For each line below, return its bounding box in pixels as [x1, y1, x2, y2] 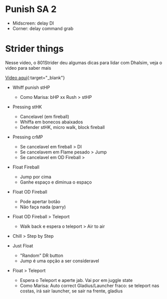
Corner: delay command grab [12, 25, 74, 31]
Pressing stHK [12, 104, 42, 110]
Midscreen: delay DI [12, 20, 54, 26]
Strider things [5, 43, 64, 55]
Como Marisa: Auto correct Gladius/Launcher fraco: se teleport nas [20, 282, 159, 288]
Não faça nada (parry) [20, 204, 66, 210]
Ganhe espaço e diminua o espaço [20, 179, 92, 185]
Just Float [12, 242, 34, 249]
